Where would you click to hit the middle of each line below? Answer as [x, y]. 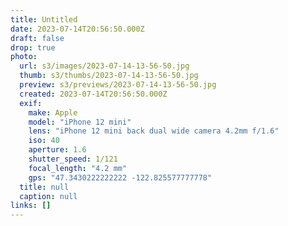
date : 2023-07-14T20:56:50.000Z [77, 29]
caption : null [48, 196]
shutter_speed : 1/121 [73, 159]
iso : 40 [44, 141]
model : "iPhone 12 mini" [80, 122]
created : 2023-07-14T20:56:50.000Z [93, 94]
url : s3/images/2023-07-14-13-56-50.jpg [104, 66]
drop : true [33, 47]
